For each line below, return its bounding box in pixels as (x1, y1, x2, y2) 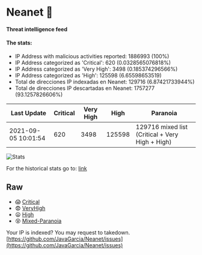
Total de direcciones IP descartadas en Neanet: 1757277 (14, 84, 155, 92)
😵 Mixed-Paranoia (14, 217, 62, 224)
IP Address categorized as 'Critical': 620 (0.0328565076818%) (14, 59, 171, 66)
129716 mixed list (135, 122, 188, 131)
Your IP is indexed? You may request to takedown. (6, 229, 130, 236)
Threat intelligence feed (6, 25, 68, 32)
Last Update (11, 109, 47, 117)
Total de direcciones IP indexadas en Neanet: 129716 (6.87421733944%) (14, 78, 195, 85)
